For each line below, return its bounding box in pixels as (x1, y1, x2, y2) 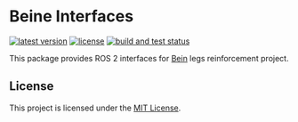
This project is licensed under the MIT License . (9, 102, 181, 113)
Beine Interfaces (9, 6, 134, 27)
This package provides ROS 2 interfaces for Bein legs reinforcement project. (9, 53, 289, 63)
